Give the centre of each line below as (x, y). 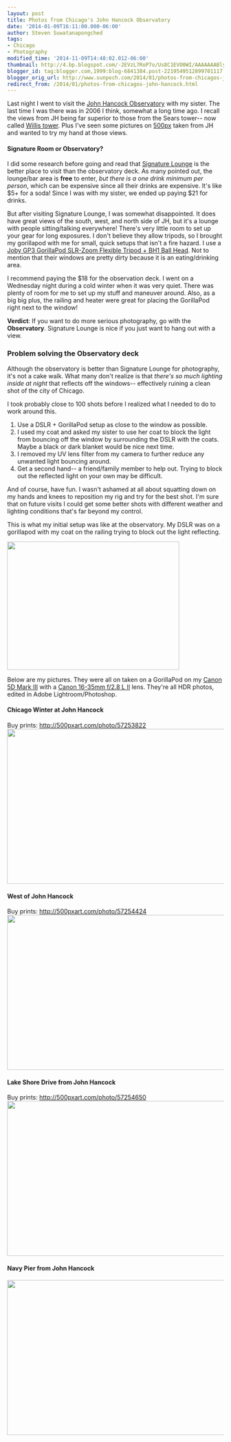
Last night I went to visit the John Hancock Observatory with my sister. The (113, 103)
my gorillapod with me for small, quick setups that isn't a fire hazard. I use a (114, 243)
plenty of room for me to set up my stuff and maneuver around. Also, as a (111, 293)
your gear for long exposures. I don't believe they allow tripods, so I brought (114, 236)
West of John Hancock (40, 896)
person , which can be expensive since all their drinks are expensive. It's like (114, 186)
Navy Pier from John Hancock (51, 1268)
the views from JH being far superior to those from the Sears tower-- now (112, 119)
